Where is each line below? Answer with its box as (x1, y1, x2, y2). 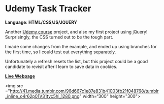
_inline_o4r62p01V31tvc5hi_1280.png (5, 93, 80, 99)
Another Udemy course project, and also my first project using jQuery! (5, 29, 148, 35)
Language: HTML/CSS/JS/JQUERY (5, 19, 77, 25)
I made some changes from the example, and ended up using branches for (5, 43, 157, 49)
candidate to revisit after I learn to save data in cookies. (5, 64, 118, 69)
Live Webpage (5, 73, 35, 79)
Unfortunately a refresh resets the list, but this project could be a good (5, 58, 148, 64)
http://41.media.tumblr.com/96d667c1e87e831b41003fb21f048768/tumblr (9, 88, 159, 94)
